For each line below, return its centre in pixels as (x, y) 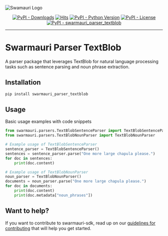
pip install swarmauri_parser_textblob (47, 94)
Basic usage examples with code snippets (48, 121)
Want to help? (27, 211)
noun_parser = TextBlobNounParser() (43, 177)
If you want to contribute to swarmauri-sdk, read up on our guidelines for (80, 223)
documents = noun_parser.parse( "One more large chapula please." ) (76, 181)
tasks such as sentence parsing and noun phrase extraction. (67, 66)
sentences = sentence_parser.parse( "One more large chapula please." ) (80, 153)
